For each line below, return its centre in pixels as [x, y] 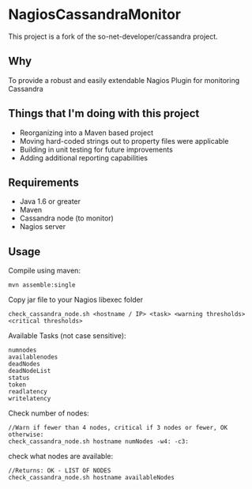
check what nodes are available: [61, 457]
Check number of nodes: [49, 413]
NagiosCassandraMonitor [95, 15]
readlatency [28, 392]
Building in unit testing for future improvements [96, 149]
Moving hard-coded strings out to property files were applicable [124, 141]
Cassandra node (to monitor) [67, 218]
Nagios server [42, 227]
